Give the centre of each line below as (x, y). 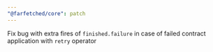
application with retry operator (52, 41)
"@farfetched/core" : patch (46, 14)
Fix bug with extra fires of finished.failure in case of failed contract (106, 33)
